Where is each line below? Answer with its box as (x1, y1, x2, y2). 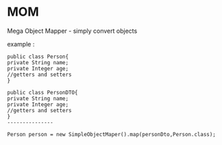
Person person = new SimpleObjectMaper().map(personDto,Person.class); (7, 131, 216, 137)
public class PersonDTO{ (7, 89, 78, 96)
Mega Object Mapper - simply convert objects (7, 27, 138, 35)
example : (7, 40, 35, 48)
